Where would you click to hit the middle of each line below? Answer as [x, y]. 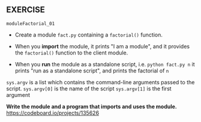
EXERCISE [25, 10]
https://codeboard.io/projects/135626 [53, 112]
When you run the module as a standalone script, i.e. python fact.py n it [105, 64]
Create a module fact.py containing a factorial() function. [89, 35]
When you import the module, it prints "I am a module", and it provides [102, 46]
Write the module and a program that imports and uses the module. [91, 106]
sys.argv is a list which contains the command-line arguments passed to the [100, 82]
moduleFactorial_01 [31, 23]
